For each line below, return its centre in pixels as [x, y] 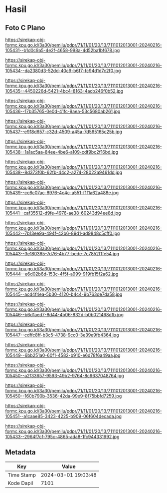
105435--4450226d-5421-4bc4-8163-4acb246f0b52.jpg [64, 91]
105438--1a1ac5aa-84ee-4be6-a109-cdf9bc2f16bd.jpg [62, 152]
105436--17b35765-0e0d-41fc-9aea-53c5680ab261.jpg [63, 111]
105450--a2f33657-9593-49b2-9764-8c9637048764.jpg [65, 376]
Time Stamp [22, 475]
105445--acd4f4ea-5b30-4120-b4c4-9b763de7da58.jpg [64, 294]
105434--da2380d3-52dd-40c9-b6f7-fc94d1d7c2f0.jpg [63, 71]
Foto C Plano [25, 28]
